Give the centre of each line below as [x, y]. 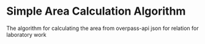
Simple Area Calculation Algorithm [96, 11]
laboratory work [27, 34]
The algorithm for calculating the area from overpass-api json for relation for [102, 28]
